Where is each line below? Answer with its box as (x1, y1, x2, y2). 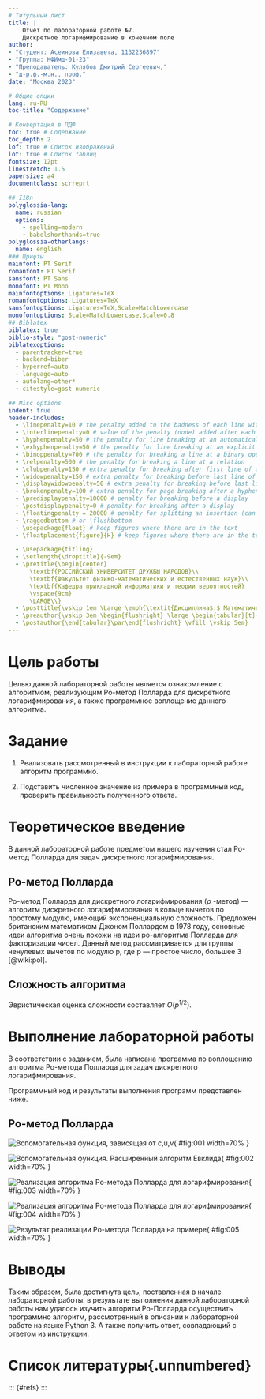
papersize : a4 (8, 172, 55, 180)
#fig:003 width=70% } (8, 1186, 81, 1195)
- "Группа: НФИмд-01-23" (8, 56, 90, 64)
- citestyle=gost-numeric (15, 385, 101, 393)
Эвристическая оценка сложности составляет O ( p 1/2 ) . (8, 998, 192, 1010)
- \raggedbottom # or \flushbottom (15, 517, 132, 525)
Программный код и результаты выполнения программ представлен (8, 1085, 242, 1095)
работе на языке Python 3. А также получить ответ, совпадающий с (8, 1320, 237, 1329)
